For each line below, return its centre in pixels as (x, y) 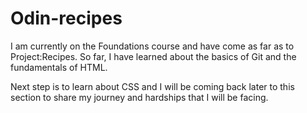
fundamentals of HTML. (59, 67)
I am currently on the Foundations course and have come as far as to (152, 46)
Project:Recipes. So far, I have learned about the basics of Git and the (153, 56)
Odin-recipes (66, 18)
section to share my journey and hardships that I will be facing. (139, 97)
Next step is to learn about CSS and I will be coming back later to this (152, 86)
